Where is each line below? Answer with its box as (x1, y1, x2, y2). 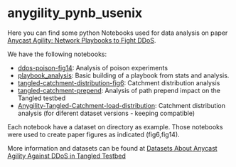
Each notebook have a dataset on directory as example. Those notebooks (7, 122, 223, 131)
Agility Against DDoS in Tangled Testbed (7, 151, 127, 160)
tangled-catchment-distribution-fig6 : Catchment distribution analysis (17, 78, 220, 87)
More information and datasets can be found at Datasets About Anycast (7, 144, 218, 152)
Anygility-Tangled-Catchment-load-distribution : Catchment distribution (17, 101, 226, 109)
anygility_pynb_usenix (7, 5, 143, 21)
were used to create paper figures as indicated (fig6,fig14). (7, 130, 180, 139)
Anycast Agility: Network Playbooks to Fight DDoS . (7, 36, 156, 44)
